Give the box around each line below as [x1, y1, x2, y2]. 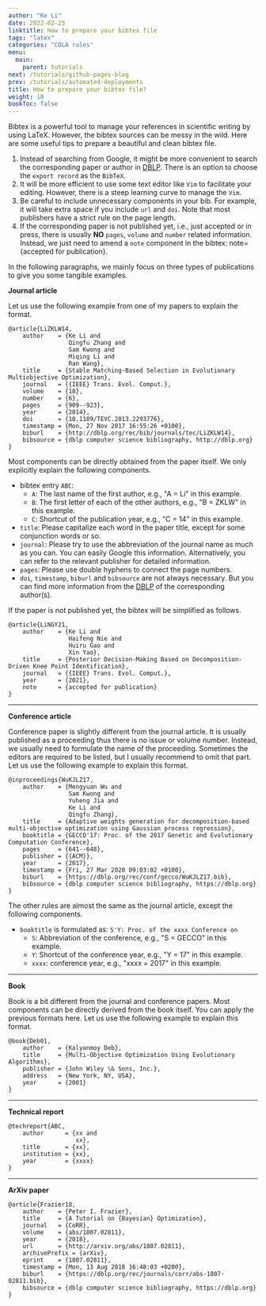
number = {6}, [22, 394, 80, 403]
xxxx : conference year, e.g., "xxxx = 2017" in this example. [31, 959, 222, 968]
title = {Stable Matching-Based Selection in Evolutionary [22, 366, 236, 375]
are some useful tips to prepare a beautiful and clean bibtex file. [8, 139, 217, 148]
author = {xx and [22, 1129, 97, 1138]
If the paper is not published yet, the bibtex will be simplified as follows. [8, 606, 241, 615]
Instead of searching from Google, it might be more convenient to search [19, 154, 257, 163]
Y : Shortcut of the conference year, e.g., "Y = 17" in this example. [31, 950, 243, 959]
